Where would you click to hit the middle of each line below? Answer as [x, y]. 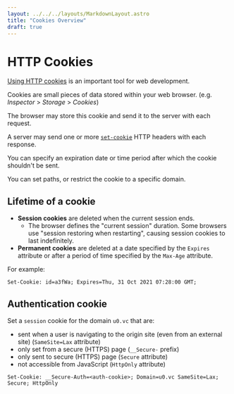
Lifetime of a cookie [51, 201]
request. [19, 123]
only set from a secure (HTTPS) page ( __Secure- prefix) [98, 349]
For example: [26, 269]
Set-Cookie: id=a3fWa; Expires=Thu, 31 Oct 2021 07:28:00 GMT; [102, 282]
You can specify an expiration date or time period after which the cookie [112, 158]
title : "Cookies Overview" [47, 20]
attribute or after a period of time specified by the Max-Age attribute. [115, 256]
